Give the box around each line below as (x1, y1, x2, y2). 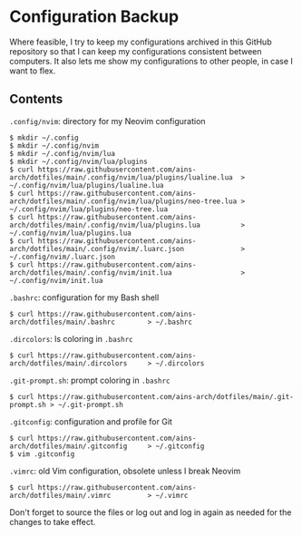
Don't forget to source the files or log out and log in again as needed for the (9, 506, 292, 518)
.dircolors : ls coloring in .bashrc (9, 333, 133, 344)
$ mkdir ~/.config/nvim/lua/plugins (9, 157, 148, 166)
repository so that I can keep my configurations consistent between (9, 45, 262, 56)
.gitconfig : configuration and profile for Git (9, 415, 172, 427)
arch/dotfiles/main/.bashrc (9, 317, 116, 326)
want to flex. (9, 65, 56, 76)
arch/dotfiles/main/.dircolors (9, 358, 128, 368)
